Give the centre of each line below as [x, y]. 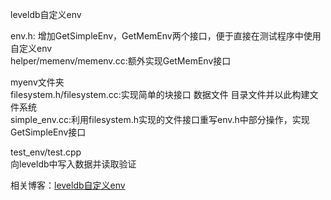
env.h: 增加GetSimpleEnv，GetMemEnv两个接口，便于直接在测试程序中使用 [166, 36]
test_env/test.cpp [46, 152]
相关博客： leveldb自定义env [68, 185]
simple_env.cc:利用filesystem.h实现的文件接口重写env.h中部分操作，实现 [160, 119]
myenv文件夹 [37, 82]
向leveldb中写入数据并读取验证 [73, 164]
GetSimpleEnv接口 [48, 132]
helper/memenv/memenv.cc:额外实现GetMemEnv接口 [121, 61]
